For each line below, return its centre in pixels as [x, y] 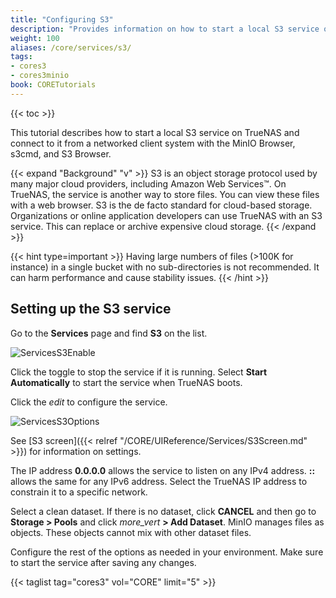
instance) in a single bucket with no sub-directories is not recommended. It [165, 267]
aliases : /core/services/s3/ [71, 47]
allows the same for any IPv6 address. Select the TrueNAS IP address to [159, 481]
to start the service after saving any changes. [103, 562]
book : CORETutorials [53, 85]
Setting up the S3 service [91, 309]
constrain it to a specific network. [79, 492]
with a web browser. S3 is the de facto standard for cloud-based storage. [161, 205]
